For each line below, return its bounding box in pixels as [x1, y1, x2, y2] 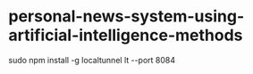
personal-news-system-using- [8, 6, 245, 27]
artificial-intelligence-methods [8, 25, 243, 45]
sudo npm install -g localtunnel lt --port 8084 [8, 54, 176, 65]
